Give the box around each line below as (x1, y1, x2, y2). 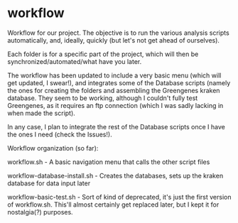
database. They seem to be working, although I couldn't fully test (7, 94, 198, 102)
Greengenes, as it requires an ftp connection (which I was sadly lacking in (7, 101, 224, 109)
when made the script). (7, 109, 76, 117)
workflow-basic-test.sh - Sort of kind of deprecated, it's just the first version (7, 192, 232, 201)
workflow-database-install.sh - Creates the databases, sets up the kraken (7, 171, 224, 180)
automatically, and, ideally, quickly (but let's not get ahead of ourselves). (7, 36, 220, 44)
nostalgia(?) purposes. (7, 207, 73, 216)
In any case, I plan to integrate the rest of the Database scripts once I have (7, 122, 226, 131)
